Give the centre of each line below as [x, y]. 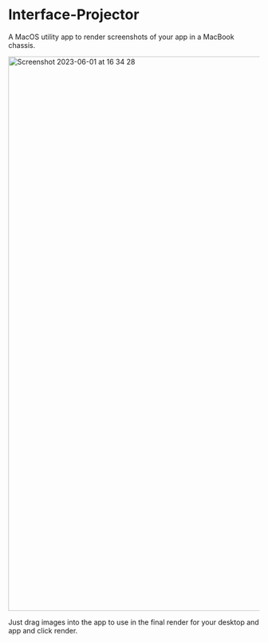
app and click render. [43, 630]
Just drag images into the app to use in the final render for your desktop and [134, 622]
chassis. [22, 45]
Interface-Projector [74, 15]
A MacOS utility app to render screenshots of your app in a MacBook [121, 37]
